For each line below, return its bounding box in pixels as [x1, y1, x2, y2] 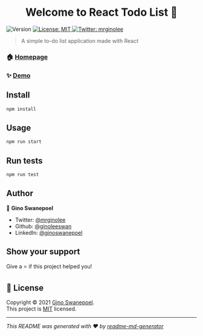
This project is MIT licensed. [6, 305, 77, 312]
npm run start [6, 139, 42, 145]
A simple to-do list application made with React [21, 37, 139, 44]
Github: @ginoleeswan [14, 222, 72, 229]
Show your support [6, 246, 80, 257]
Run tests [6, 156, 43, 166]
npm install [6, 106, 36, 112]
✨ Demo [6, 71, 31, 79]
